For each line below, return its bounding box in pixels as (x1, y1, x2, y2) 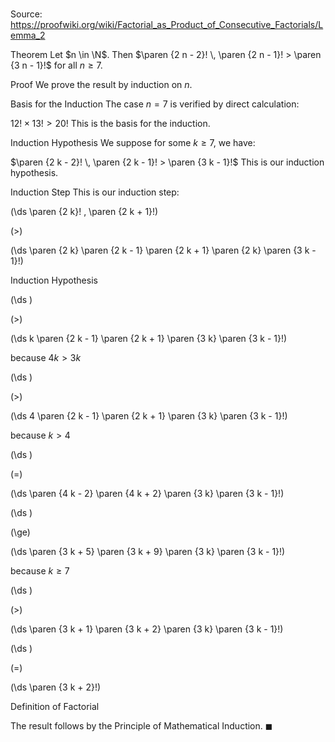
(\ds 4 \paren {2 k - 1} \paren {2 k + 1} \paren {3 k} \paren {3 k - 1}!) (10, 410, 288, 422)
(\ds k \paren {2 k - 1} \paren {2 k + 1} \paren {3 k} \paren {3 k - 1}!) (10, 333, 288, 345)
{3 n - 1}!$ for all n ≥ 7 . (10, 59, 103, 72)
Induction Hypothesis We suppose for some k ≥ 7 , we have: (10, 137, 256, 149)
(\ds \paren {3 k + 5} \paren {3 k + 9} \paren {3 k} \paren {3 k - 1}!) (10, 546, 286, 558)
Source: (10, 8, 43, 20)
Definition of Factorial (10, 701, 100, 713)
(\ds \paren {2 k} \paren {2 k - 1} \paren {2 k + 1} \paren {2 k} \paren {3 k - (10, 244, 317, 257)
